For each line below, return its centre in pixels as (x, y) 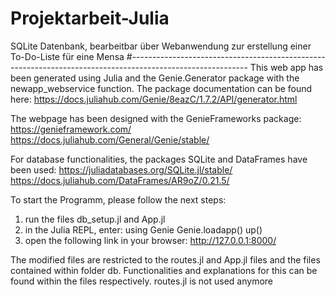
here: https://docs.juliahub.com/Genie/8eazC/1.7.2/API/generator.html (154, 99)
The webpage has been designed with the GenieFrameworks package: (156, 118)
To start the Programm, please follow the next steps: (118, 199)
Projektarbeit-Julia (90, 18)
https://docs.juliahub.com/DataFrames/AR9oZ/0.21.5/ (120, 180)
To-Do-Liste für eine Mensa (67, 56)
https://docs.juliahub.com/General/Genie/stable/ (110, 139)
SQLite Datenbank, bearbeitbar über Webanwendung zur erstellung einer (161, 46)
